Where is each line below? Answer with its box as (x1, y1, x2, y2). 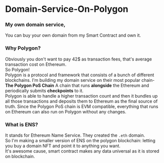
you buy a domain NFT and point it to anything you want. (5, 143, 121, 149)
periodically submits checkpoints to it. (5, 88, 84, 94)
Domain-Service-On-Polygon (5, 3, 128, 15)
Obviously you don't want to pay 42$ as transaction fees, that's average (5, 56, 152, 62)
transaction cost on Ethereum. (5, 61, 67, 67)
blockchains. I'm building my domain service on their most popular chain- (5, 77, 155, 83)
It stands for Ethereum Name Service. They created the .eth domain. (5, 132, 145, 138)
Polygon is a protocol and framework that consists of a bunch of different (5, 72, 155, 78)
